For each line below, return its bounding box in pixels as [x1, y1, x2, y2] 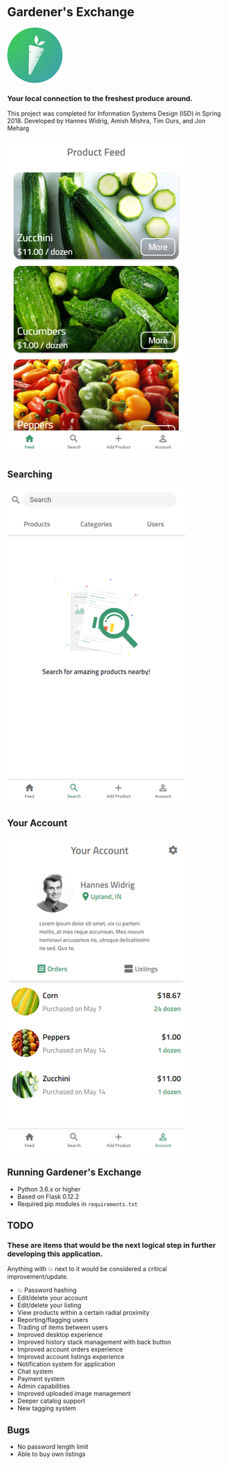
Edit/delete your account [17, 1294, 88, 1302]
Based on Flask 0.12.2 [17, 1192, 79, 1201]
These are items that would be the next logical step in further [7, 1240, 216, 1250]
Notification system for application [17, 1360, 116, 1368]
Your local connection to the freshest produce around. [7, 93, 193, 103]
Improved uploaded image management [17, 1390, 131, 1398]
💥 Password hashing [17, 1286, 77, 1295]
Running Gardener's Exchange [7, 1167, 142, 1178]
